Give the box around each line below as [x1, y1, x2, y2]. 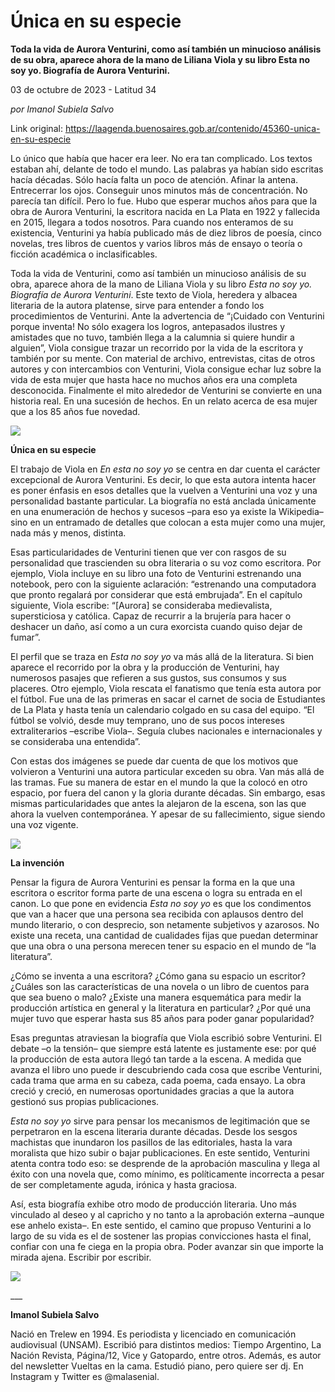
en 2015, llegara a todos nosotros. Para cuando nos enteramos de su [10, 216, 294, 228]
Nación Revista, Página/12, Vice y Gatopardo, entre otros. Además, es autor [10, 1349, 322, 1361]
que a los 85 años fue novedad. [10, 405, 141, 417]
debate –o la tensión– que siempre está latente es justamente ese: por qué [10, 1042, 317, 1054]
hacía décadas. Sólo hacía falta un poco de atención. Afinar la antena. [10, 173, 299, 185]
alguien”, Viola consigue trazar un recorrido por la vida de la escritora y [10, 341, 304, 354]
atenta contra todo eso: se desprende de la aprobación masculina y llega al [10, 1157, 320, 1169]
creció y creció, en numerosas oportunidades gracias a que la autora [10, 1085, 295, 1097]
